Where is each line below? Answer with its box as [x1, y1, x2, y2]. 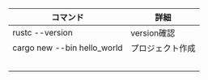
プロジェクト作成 [130, 43, 196, 53]
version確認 [130, 27, 176, 39]
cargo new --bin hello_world [12, 42, 123, 53]
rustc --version [12, 27, 73, 38]
